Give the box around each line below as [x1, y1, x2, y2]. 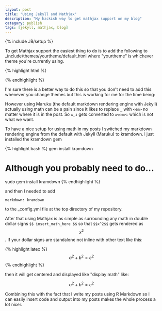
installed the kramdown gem [5, 137, 62, 142]
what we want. [5, 117, 34, 122]
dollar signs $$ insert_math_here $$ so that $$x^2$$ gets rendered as [5, 221, 144, 226]
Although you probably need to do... [5, 163, 154, 174]
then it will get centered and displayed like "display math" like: [5, 272, 129, 277]
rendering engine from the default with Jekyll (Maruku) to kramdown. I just [5, 131, 154, 137]
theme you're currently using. [5, 58, 65, 64]
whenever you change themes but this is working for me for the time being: [5, 92, 156, 98]
